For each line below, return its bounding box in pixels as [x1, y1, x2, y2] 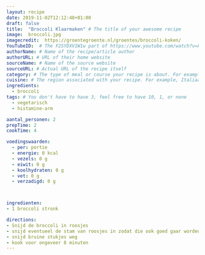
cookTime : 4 [6, 127, 37, 134]
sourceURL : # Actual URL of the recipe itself [6, 65, 127, 72]
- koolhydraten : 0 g [12, 167, 64, 173]
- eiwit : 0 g [12, 161, 45, 168]
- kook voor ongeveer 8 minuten [6, 239, 88, 246]
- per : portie [12, 145, 48, 151]
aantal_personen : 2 [6, 117, 56, 123]
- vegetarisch [12, 99, 48, 106]
